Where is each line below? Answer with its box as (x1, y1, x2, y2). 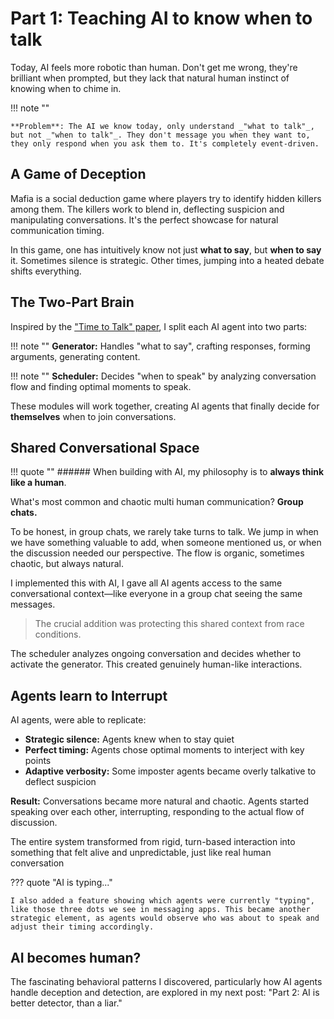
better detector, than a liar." (10, 997, 123, 1009)
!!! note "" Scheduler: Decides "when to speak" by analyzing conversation (10, 370, 317, 382)
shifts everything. (10, 265, 82, 277)
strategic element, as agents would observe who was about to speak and (10, 913, 320, 924)
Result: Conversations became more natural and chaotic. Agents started (10, 795, 310, 807)
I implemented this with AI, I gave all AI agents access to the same (10, 577, 283, 589)
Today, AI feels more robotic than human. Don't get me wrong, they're (10, 61, 298, 73)
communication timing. (10, 224, 105, 236)
